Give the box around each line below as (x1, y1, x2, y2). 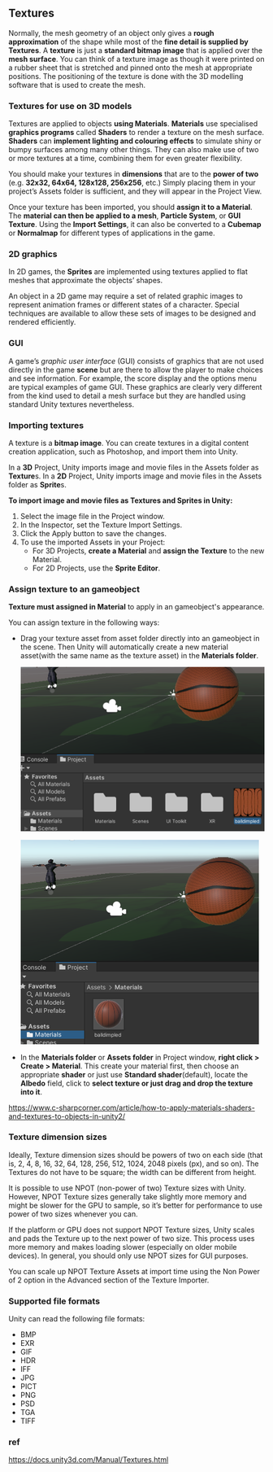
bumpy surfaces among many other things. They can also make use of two (8, 145, 259, 155)
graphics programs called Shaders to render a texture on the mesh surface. (8, 128, 265, 138)
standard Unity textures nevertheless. (8, 399, 135, 409)
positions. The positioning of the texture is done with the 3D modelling (8, 71, 244, 81)
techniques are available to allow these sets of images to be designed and (8, 308, 256, 318)
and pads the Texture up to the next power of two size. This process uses (8, 1233, 255, 1243)
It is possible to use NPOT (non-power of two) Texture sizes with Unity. (8, 1183, 246, 1193)
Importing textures (8, 419, 84, 430)
